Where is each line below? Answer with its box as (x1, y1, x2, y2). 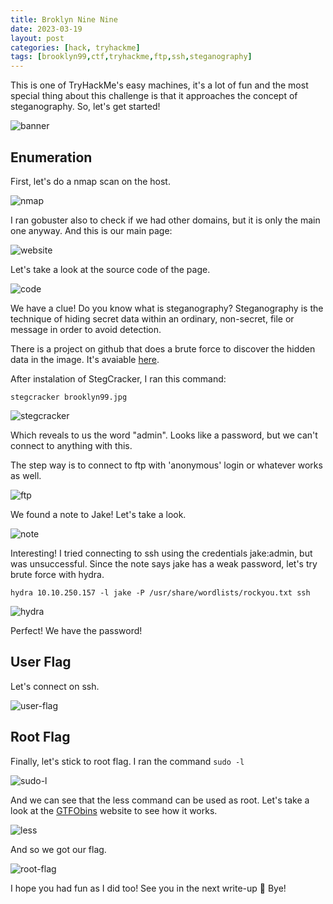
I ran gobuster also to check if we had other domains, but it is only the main (10, 214, 321, 226)
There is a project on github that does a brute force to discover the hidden (10, 342, 316, 355)
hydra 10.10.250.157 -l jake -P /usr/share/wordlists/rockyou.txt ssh (10, 587, 311, 598)
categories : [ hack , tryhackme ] (10, 42, 141, 53)
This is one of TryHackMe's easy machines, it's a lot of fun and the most (10, 79, 309, 91)
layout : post (10, 33, 65, 43)
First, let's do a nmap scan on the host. (10, 175, 171, 187)
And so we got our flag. (10, 843, 107, 855)
